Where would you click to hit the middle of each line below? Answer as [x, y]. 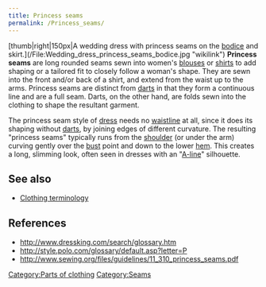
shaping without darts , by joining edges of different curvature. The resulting [132, 129]
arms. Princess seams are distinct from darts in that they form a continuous [131, 87]
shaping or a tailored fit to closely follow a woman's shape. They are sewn [129, 71]
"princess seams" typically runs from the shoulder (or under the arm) [121, 137]
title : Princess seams [46, 16]
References [37, 223]
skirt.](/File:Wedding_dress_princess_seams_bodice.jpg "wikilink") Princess [133, 54]
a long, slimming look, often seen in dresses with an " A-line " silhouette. [124, 154]
